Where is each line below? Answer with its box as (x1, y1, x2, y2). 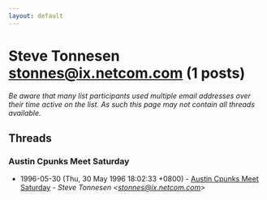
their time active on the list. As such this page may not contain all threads (8, 99, 256, 109)
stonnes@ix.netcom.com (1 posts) (8, 64, 246, 82)
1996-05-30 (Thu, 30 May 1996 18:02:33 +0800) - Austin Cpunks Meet (19, 174, 259, 184)
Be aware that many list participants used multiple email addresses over (8, 91, 252, 100)
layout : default (8, 11, 63, 20)
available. (8, 108, 42, 117)
